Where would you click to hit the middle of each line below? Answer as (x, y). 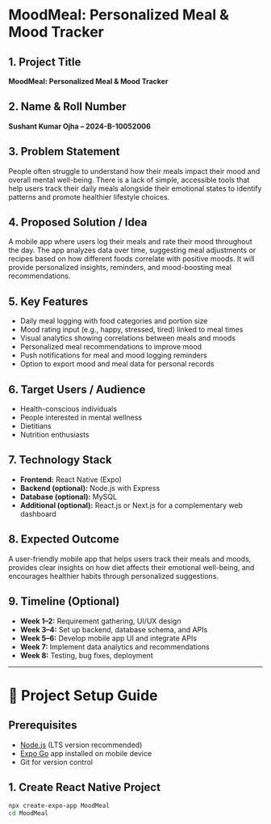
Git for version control (56, 762)
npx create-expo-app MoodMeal (59, 806)
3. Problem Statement (64, 152)
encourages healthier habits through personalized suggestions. (114, 576)
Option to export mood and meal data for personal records (117, 364)
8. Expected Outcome (64, 539)
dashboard (38, 513)
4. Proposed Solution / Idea (78, 223)
